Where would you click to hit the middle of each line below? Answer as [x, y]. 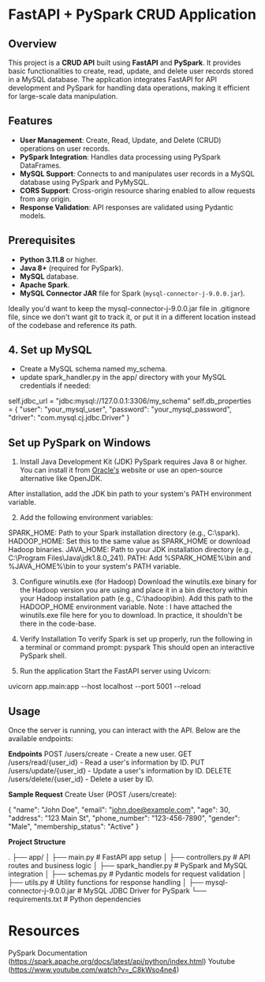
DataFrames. [40, 165]
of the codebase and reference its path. [73, 325]
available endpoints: [41, 739]
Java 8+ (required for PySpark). [71, 268]
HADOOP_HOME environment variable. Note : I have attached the [126, 607]
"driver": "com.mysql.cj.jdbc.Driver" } [69, 418]
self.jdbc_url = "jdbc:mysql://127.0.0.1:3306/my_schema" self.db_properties [130, 401]
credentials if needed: [55, 386]
